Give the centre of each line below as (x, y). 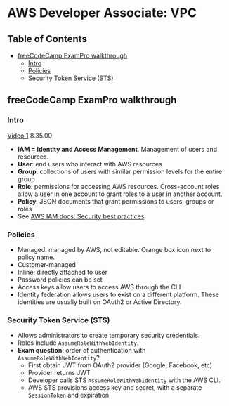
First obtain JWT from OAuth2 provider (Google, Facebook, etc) (120, 365)
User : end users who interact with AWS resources (90, 164)
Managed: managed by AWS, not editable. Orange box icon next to (114, 249)
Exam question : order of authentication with (81, 351)
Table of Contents (47, 39)
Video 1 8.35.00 (30, 136)
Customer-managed (46, 264)
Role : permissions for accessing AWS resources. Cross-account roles (118, 186)
